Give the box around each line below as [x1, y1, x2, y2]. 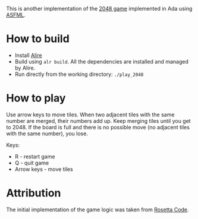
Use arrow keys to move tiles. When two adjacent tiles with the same [6, 111, 175, 118]
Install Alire [14, 52, 43, 59]
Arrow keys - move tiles [14, 166, 73, 173]
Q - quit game [14, 159, 49, 166]
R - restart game [14, 153, 55, 160]
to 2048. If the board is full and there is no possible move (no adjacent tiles [6, 123, 190, 131]
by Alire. [14, 64, 36, 71]
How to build [6, 32, 70, 46]
